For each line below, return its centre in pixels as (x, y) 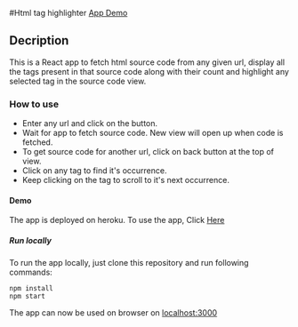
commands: (31, 272)
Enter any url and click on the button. (90, 124)
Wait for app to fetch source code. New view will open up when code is (153, 133)
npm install (31, 289)
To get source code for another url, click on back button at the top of (148, 152)
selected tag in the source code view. (78, 81)
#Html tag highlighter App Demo (68, 13)
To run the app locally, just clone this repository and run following (129, 263)
